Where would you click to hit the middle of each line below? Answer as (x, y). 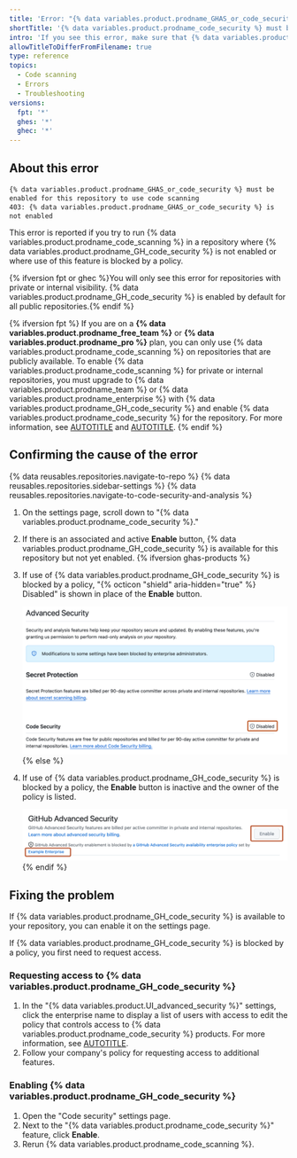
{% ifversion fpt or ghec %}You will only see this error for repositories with (145, 278)
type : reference (39, 56)
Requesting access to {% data (75, 975)
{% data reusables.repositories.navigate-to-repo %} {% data (120, 476)
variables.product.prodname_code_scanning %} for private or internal (136, 370)
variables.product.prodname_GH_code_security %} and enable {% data (139, 408)
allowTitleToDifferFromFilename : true (80, 47)
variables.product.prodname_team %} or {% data (99, 389)
